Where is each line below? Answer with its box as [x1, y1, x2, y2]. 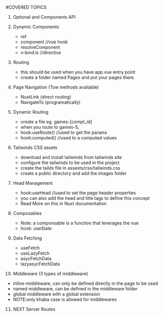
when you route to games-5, [20, 124, 79, 130]
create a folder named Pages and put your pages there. [20, 74, 135, 80]
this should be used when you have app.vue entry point [20, 69, 136, 75]
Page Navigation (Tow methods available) [13, 84, 99, 90]
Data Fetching [13, 235, 42, 241]
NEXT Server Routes [13, 306, 56, 312]
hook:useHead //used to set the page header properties [20, 190, 136, 196]
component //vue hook [20, 39, 68, 45]
